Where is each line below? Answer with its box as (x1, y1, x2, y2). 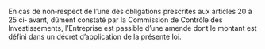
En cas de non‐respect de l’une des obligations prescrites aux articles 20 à (8, 7, 252, 16)
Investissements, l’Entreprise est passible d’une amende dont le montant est (8, 24, 257, 32)
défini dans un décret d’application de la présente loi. (8, 32, 182, 41)
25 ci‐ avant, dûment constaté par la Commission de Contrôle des (8, 15, 223, 24)
